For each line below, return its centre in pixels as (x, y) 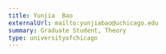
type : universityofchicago (53, 38)
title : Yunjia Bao (41, 15)
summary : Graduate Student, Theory (67, 30)
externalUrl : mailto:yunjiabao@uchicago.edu (83, 23)
